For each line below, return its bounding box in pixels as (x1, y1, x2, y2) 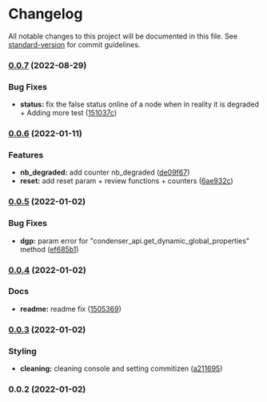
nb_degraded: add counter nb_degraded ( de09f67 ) (19, 167, 190, 177)
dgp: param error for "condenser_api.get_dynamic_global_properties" (19, 235, 250, 245)
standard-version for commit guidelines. (8, 39, 141, 49)
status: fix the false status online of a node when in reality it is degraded (19, 99, 260, 109)
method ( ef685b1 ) (19, 244, 79, 254)
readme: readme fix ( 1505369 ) (19, 304, 122, 313)
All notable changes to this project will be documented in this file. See (8, 31, 238, 41)
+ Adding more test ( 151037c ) (19, 108, 118, 118)
